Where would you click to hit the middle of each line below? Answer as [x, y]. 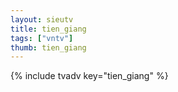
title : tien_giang [48, 29]
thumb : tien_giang [48, 47]
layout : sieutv [42, 19]
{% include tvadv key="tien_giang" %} [89, 76]
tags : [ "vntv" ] [42, 38]
